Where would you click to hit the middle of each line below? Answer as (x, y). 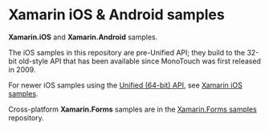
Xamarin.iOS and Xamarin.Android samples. (83, 37)
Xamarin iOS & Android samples (116, 15)
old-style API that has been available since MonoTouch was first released (140, 61)
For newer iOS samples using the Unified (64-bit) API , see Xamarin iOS (125, 85)
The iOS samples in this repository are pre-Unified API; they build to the (127, 52)
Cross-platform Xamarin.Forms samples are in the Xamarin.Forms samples (132, 109)
